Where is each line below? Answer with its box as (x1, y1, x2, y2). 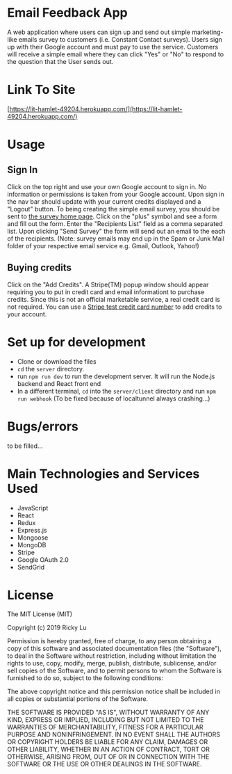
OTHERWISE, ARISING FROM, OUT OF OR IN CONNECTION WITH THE (7, 752, 210, 761)
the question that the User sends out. (7, 57, 114, 65)
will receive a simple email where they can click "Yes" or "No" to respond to (7, 50, 224, 58)
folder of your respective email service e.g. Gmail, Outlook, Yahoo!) (7, 241, 199, 250)
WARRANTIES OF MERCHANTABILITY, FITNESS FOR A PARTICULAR (7, 723, 204, 732)
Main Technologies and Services (7, 466, 200, 481)
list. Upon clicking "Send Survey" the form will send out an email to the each (7, 227, 226, 235)
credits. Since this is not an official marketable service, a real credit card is (7, 295, 220, 303)
